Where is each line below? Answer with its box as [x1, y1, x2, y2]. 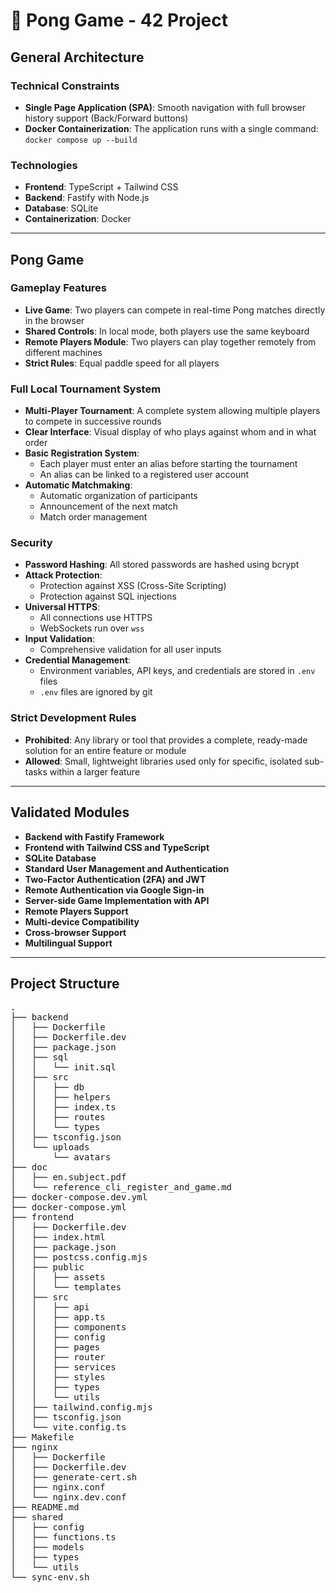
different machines [24, 346, 103, 358]
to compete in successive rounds [24, 415, 162, 428]
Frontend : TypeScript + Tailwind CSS [24, 181, 179, 193]
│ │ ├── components [10, 1322, 127, 1333]
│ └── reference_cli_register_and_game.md [10, 1182, 233, 1193]
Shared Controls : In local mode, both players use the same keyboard [24, 325, 310, 337]
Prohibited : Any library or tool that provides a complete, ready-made [24, 734, 308, 746]
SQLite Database [24, 852, 97, 864]
